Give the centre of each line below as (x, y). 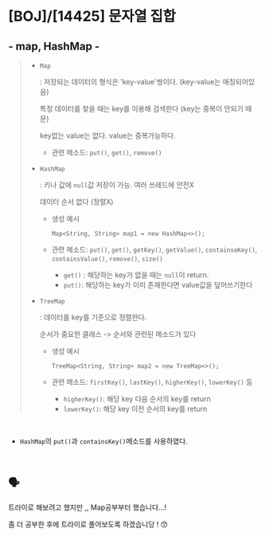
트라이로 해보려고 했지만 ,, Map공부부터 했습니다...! (88, 507)
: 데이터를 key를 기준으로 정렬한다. (93, 317)
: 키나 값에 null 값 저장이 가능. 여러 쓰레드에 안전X (117, 185)
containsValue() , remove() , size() (107, 258)
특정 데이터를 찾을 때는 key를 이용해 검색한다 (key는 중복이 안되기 (142, 109)
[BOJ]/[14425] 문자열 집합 (92, 16)
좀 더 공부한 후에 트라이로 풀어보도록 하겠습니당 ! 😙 (88, 524)
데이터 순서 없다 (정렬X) (76, 201)
